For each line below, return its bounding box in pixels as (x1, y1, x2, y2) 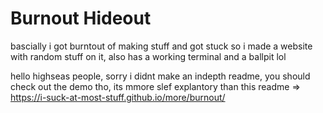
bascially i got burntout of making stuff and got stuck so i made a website (10, 40, 313, 52)
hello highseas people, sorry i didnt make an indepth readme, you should (10, 70, 311, 82)
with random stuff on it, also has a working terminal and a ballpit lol (10, 50, 287, 62)
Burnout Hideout (10, 7, 152, 30)
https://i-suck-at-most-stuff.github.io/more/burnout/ (10, 91, 226, 103)
